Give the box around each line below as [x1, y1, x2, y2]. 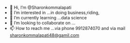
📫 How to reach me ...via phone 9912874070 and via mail [9, 26, 126, 31]
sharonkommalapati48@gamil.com [9, 32, 80, 38]
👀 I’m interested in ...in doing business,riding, [9, 10, 100, 15]
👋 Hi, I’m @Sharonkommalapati [9, 5, 72, 10]
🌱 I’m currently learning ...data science [9, 15, 87, 20]
